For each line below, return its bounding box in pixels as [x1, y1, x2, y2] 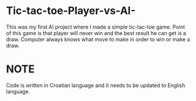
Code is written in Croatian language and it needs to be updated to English [6, 82, 185, 89]
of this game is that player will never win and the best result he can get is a [6, 29, 186, 36]
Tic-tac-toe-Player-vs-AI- [6, 4, 136, 18]
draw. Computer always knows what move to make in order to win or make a [6, 36, 190, 43]
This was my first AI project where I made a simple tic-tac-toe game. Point [6, 23, 185, 30]
